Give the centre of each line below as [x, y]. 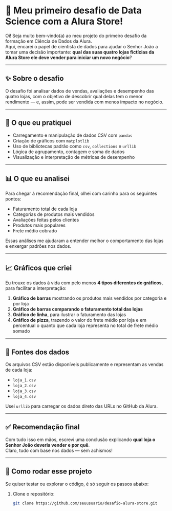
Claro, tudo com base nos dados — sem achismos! [59, 450]
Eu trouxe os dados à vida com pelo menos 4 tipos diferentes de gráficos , [84, 283]
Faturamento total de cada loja [45, 209]
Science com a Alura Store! [64, 21]
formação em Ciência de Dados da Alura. [49, 41]
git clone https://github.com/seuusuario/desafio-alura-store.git [85, 503]
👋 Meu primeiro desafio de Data [74, 11]
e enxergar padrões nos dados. [38, 246]
